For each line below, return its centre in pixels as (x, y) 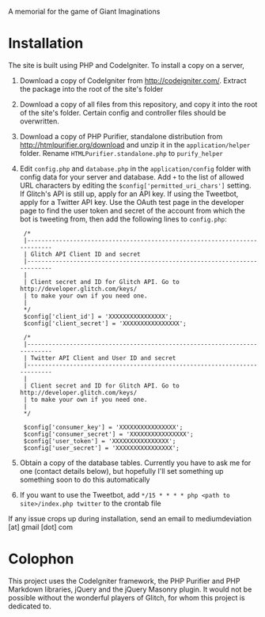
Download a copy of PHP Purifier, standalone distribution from (121, 136)
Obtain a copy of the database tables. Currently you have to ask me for (135, 463)
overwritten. (39, 121)
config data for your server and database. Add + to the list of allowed (132, 176)
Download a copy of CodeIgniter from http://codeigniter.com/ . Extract (133, 80)
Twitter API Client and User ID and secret (103, 358)
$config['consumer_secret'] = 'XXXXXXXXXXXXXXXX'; (108, 434)
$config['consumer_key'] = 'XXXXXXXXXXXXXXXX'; (103, 427)
